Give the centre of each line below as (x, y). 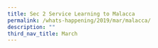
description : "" (31, 27)
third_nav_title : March (43, 34)
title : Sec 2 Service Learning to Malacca (71, 14)
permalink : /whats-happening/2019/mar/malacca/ (79, 20)
